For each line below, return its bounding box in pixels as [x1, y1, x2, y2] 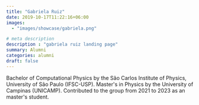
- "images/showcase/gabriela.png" [11, 25, 97, 31]
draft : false [6, 58, 39, 64]
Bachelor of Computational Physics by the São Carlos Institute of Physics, [6, 74, 187, 81]
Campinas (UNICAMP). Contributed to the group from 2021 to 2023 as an [6, 87, 185, 94]
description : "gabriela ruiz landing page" [6, 42, 118, 47]
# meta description [6, 36, 55, 42]
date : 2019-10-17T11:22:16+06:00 [6, 14, 89, 20]
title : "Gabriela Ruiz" [6, 8, 65, 15]
